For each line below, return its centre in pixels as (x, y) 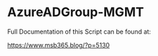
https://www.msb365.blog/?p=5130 (59, 45)
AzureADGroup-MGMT (75, 12)
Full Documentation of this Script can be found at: (79, 31)
